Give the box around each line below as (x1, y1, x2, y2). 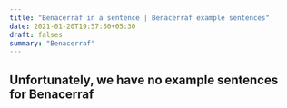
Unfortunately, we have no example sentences (9, 72, 279, 87)
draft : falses (9, 30, 64, 39)
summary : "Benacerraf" (9, 38, 95, 48)
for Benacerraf (9, 86, 94, 102)
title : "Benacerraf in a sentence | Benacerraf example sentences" (9, 13, 271, 23)
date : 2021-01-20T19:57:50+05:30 (9, 22, 136, 31)
